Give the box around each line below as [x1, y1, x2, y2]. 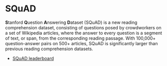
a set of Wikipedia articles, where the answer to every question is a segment [5, 30, 163, 36]
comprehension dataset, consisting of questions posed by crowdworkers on [5, 24, 162, 30]
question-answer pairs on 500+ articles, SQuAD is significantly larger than [5, 40, 158, 46]
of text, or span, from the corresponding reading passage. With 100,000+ [5, 35, 156, 41]
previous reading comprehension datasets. [5, 46, 93, 52]
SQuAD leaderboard [12, 55, 54, 61]
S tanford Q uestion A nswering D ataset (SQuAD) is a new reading [5, 19, 138, 25]
